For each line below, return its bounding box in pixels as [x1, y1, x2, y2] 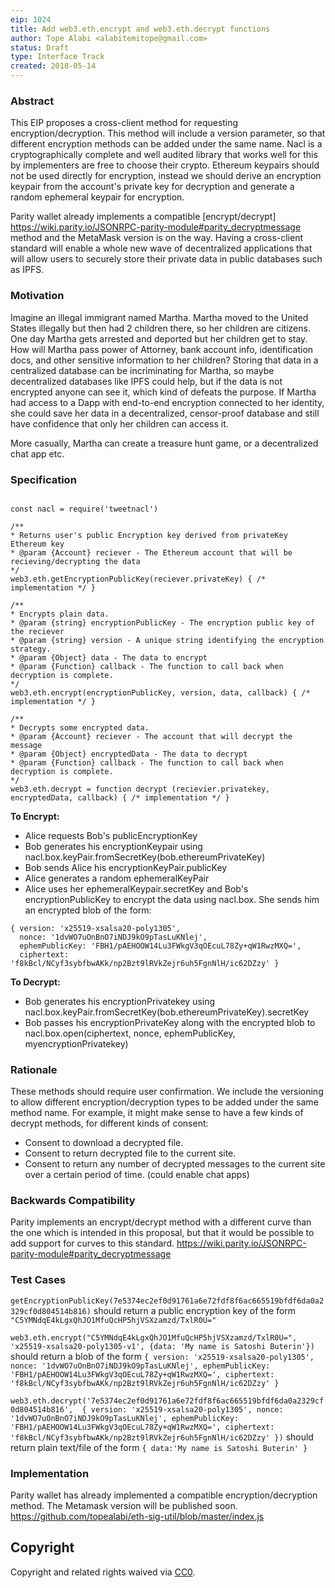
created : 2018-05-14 [10, 61, 97, 71]
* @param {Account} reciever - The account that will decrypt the [10, 731, 293, 741]
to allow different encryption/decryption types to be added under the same [10, 1096, 319, 1108]
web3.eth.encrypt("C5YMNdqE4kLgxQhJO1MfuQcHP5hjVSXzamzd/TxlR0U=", [10, 1332, 298, 1343]
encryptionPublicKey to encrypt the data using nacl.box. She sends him [24, 893, 320, 905]
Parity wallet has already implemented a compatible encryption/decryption [10, 1489, 318, 1501]
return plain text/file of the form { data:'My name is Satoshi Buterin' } [10, 1441, 308, 1453]
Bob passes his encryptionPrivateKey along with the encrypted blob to [24, 1016, 316, 1028]
